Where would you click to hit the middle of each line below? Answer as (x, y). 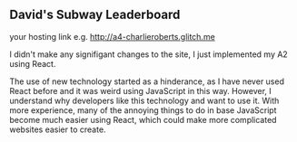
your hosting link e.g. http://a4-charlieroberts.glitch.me (112, 36)
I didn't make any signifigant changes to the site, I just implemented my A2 (148, 54)
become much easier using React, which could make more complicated (143, 119)
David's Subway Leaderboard (95, 15)
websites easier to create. (58, 129)
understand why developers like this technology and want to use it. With (144, 100)
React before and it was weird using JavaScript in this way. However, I (141, 90)
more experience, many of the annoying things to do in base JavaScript (143, 110)
